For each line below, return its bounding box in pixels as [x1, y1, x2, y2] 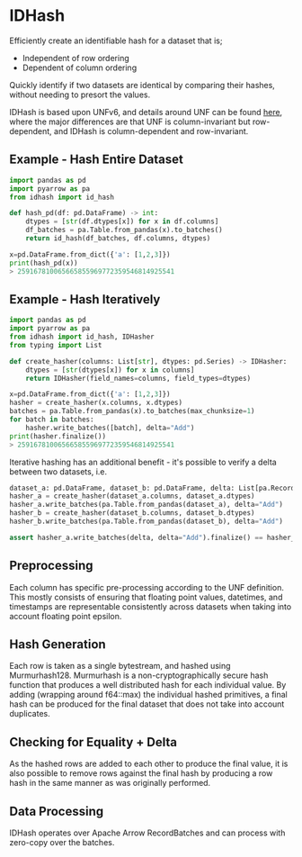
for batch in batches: [9, 415, 94, 424]
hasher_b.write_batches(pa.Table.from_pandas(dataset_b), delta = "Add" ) [9, 517, 283, 527]
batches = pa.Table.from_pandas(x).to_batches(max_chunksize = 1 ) [9, 407, 255, 416]
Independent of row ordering [22, 52, 130, 63]
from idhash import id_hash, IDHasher [9, 332, 155, 342]
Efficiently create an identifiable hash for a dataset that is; [9, 35, 223, 46]
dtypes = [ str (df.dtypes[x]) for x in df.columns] [25, 217, 219, 226]
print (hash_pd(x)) [9, 258, 78, 267]
